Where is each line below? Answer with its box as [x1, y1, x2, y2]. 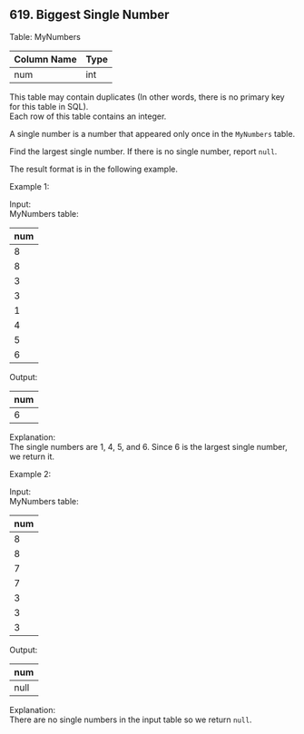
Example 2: [9, 468, 52, 479]
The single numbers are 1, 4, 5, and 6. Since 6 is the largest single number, [9, 441, 288, 452]
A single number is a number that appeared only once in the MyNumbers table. [9, 128, 296, 139]
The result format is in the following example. [9, 163, 179, 174]
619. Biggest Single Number [9, 7, 170, 23]
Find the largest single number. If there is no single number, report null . [9, 145, 278, 157]
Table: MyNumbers [9, 31, 82, 42]
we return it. [9, 451, 55, 462]
